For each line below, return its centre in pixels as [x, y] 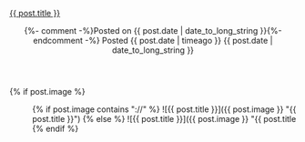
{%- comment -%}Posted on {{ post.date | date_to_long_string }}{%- [153, 30]
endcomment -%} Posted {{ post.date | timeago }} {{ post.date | [153, 41]
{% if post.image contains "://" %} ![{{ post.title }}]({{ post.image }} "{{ [164, 109]
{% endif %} [56, 128]
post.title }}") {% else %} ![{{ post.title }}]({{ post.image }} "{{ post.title [164, 119]
